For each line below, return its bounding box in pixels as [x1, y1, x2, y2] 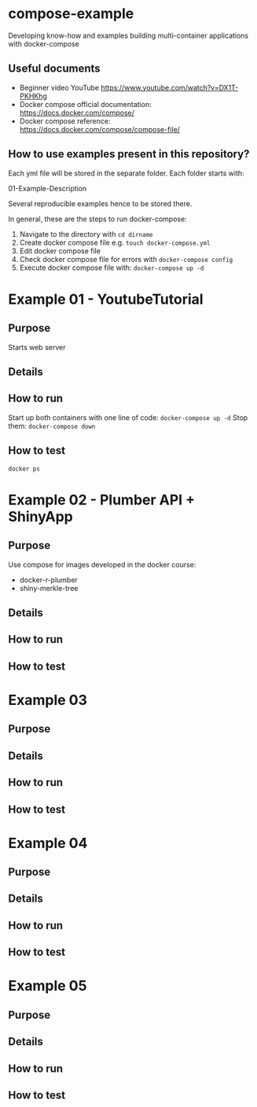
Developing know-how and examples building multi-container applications [8, 31, 249, 40]
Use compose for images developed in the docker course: [8, 559, 196, 569]
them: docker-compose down [8, 421, 96, 430]
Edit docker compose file [19, 245, 101, 256]
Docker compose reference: [19, 116, 111, 126]
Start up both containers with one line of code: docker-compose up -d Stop [8, 412, 248, 422]
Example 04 [8, 834, 88, 852]
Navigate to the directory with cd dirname [19, 229, 153, 238]
